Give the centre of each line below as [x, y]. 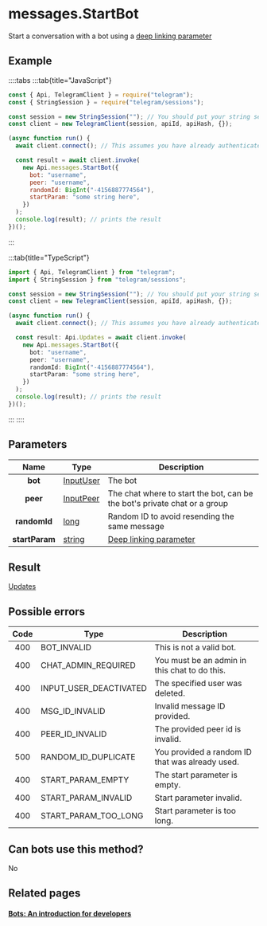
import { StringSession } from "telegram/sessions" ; [97, 280]
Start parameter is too [195, 811]
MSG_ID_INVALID [73, 712]
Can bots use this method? [76, 849]
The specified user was [198, 684]
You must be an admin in [201, 661]
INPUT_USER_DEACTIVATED [94, 689]
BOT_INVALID [66, 648]
